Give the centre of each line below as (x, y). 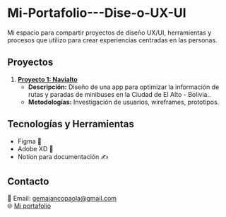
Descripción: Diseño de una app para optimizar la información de (124, 87)
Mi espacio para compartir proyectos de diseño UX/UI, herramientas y (109, 33)
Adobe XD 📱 (35, 148)
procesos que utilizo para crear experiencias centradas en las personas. (112, 40)
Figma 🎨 (30, 141)
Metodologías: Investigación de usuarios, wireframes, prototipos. (124, 102)
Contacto (28, 181)
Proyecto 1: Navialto (47, 79)
